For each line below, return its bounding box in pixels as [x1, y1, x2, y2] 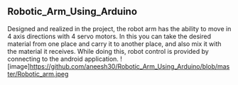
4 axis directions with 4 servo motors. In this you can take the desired [7, 32, 212, 40]
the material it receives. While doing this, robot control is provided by [7, 47, 210, 55]
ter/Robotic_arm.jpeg [7, 69, 69, 78]
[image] [7, 62, 31, 70]
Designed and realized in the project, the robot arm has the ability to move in [7, 24, 232, 33]
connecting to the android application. [7, 55, 119, 63]
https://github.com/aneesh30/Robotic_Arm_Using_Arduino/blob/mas [29, 62, 230, 70]
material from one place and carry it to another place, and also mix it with [7, 39, 222, 48]
